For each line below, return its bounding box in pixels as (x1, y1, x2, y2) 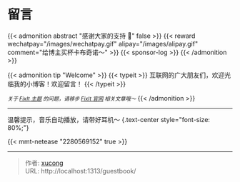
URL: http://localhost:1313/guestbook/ (24, 166, 136, 175)
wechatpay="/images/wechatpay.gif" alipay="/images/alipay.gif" (7, 39, 199, 48)
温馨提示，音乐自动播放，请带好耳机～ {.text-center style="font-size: (7, 115, 211, 123)
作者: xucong (24, 158, 64, 167)
